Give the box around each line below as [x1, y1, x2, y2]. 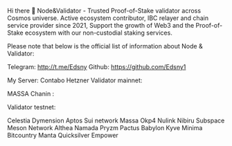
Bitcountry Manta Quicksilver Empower [7, 131, 119, 139]
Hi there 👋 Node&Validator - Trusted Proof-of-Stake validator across [7, 7, 202, 15]
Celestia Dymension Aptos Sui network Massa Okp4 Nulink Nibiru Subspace [7, 116, 225, 125]
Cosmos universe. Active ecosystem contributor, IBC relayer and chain [7, 14, 209, 22]
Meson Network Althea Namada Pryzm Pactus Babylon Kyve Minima [7, 124, 203, 131]
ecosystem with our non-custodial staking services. [24, 28, 173, 37]
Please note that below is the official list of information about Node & [7, 42, 203, 50]
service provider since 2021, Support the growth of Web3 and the [7, 21, 195, 29]
